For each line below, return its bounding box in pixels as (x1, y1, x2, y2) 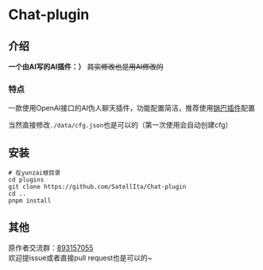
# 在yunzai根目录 (8, 169, 61, 177)
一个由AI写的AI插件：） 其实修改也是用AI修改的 (8, 62, 164, 71)
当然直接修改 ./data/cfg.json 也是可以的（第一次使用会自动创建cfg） (8, 120, 233, 130)
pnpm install (8, 197, 52, 205)
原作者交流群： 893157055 (8, 243, 94, 252)
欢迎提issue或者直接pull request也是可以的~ (8, 252, 153, 262)
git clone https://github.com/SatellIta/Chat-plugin (8, 183, 187, 191)
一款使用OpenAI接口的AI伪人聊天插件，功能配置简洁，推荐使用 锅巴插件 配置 (8, 104, 256, 113)
